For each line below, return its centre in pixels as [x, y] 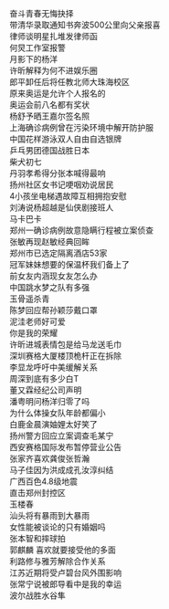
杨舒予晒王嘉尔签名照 [49, 116]
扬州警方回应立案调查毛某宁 [62, 436]
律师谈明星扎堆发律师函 [53, 36]
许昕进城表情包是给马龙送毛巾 [65, 344]
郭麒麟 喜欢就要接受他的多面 [63, 550]
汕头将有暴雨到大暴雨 [49, 515]
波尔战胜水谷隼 [37, 595]
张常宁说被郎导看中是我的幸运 [65, 584]
